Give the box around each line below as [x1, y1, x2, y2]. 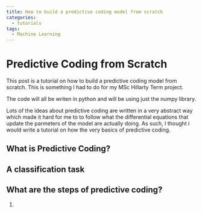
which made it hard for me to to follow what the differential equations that [6, 113, 189, 121]
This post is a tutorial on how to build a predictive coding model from [6, 77, 177, 84]
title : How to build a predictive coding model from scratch [6, 8, 163, 15]
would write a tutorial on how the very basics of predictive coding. [6, 126, 171, 133]
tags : [6, 25, 20, 32]
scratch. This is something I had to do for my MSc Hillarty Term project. [6, 84, 184, 91]
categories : [6, 14, 36, 21]
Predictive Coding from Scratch [6, 57, 168, 71]
